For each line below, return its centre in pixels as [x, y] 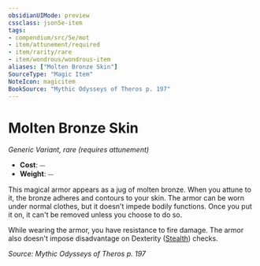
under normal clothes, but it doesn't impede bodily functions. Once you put [130, 207]
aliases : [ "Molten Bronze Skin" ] [63, 67]
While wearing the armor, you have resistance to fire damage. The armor [126, 230]
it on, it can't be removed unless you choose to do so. [95, 215]
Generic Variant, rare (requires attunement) [79, 150]
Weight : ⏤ [36, 174]
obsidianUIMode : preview [49, 15]
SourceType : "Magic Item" [50, 74]
